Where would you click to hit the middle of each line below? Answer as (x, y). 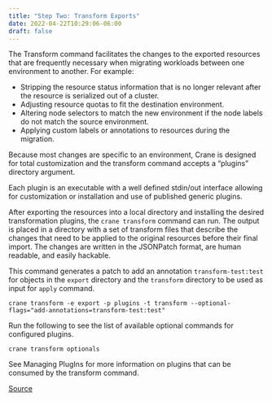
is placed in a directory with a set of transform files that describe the (123, 229)
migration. (37, 139)
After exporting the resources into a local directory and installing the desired (136, 212)
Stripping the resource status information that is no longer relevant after (140, 87)
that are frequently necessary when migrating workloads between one (127, 63)
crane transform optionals (54, 349)
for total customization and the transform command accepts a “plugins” (129, 163)
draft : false (31, 31)
